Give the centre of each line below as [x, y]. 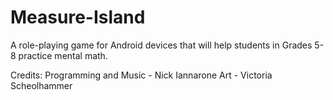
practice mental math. [63, 55]
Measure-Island [78, 17]
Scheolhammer [41, 85]
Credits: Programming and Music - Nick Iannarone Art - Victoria [141, 75]
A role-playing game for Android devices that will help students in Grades [161, 45]
